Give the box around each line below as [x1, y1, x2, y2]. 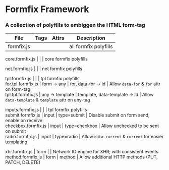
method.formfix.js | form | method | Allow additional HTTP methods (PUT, [5, 154, 158, 160]
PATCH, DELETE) [5, 159, 41, 165]
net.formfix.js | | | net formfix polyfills [5, 66, 82, 72]
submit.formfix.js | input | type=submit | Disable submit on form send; [5, 112, 150, 118]
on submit [5, 128, 26, 134]
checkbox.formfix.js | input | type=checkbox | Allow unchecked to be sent [5, 123, 159, 129]
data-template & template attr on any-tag [5, 97, 90, 103]
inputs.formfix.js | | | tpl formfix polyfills [5, 107, 87, 113]
